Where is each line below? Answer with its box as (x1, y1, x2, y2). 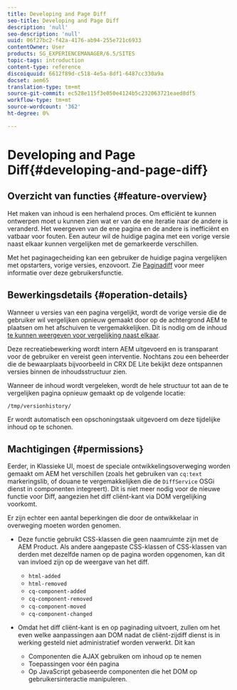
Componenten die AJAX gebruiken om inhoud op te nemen (28, 652, 201, 661)
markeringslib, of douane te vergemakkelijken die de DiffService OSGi (7, 477, 215, 485)
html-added (28, 573, 61, 580)
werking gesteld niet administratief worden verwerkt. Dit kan (17, 639, 196, 647)
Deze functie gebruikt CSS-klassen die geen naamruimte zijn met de (17, 535, 219, 544)
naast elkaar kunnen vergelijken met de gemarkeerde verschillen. (7, 240, 199, 248)
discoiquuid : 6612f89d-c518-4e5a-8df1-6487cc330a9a (7, 70, 164, 77)
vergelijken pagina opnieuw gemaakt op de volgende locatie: (7, 388, 186, 397)
